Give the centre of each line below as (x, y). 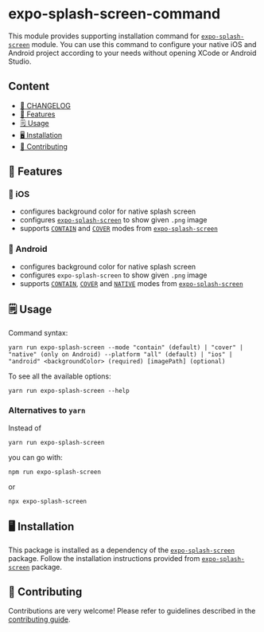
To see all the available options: (60, 376)
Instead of (25, 428)
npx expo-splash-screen (48, 501)
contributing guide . (39, 619)
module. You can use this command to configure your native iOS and (144, 44)
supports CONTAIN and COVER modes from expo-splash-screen (119, 229)
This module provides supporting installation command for (104, 36)
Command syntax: (38, 332)
